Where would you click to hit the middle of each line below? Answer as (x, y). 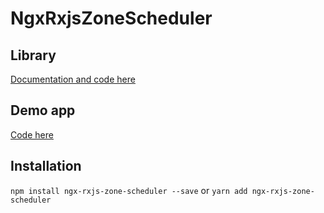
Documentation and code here (73, 79)
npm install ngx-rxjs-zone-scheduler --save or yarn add (129, 190)
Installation (46, 166)
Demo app (43, 110)
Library (33, 55)
